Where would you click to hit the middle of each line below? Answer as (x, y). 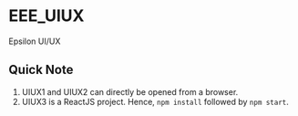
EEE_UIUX (46, 16)
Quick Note (41, 70)
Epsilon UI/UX (35, 41)
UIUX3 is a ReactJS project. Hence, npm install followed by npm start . (155, 101)
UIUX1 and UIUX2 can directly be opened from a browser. (130, 91)
